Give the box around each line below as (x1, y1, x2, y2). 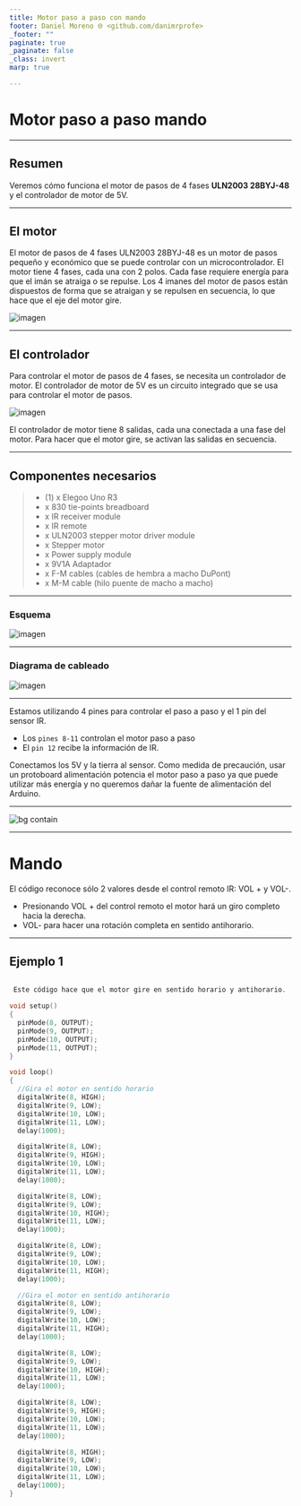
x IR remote (44, 521, 88, 531)
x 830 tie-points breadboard (44, 502, 150, 512)
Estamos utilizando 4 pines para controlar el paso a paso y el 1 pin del (9, 705, 267, 717)
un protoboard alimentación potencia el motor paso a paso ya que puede (9, 769, 279, 779)
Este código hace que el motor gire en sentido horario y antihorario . (13, 985, 287, 994)
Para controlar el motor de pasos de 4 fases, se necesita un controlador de (9, 371, 287, 382)
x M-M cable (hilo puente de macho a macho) (44, 578, 214, 589)
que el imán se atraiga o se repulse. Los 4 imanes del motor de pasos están (9, 276, 288, 287)
